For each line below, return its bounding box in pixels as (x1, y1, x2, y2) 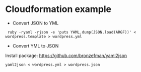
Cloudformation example (5, 3, 112, 15)
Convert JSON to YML (12, 20, 59, 26)
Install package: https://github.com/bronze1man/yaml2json (5, 52, 127, 58)
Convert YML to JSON (12, 42, 59, 48)
